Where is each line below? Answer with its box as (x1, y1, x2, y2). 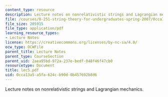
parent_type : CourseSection (5, 53, 64, 59)
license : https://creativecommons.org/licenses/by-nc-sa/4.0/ (5, 40, 137, 45)
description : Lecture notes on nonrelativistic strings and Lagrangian (5, 12, 157, 17)
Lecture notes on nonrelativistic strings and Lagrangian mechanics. (5, 86, 144, 92)
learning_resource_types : (5, 30, 59, 35)
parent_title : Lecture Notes (5, 49, 66, 54)
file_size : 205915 (5, 21, 43, 26)
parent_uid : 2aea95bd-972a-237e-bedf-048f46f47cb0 (5, 58, 113, 63)
